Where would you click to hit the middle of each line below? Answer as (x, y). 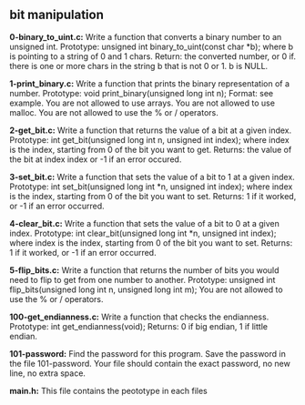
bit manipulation (57, 15)
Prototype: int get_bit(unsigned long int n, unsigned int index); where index (149, 139)
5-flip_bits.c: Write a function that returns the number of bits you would (144, 270)
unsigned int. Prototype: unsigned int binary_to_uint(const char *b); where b (152, 46)
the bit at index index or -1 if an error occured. (96, 159)
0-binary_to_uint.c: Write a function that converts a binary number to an (146, 36)
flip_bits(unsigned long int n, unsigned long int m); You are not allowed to (147, 289)
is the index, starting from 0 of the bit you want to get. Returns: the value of (151, 149)
